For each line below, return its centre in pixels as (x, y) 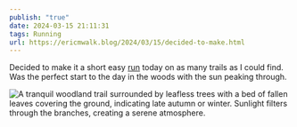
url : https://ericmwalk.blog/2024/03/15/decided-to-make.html (127, 42)
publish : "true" (39, 17)
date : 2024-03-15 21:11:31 (59, 26)
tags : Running (36, 34)
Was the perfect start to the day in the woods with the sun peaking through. (148, 77)
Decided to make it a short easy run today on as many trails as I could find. (146, 67)
